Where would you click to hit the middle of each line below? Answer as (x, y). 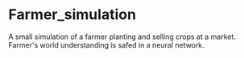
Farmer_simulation (72, 15)
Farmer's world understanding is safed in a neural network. (106, 44)
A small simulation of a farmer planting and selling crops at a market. (122, 37)
